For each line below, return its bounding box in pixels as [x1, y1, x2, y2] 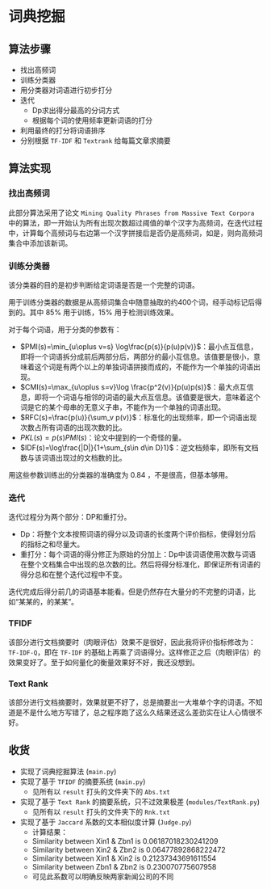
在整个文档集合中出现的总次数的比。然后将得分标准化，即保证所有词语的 [19, 559, 261, 570]
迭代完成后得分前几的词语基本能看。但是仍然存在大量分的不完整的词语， [8, 587, 248, 596]
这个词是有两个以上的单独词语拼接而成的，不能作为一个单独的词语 [34, 361, 254, 372]
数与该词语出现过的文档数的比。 [19, 453, 127, 462]
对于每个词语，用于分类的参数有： [8, 324, 122, 334]
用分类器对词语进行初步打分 [19, 86, 113, 95]
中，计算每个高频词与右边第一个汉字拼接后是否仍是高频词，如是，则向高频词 [8, 228, 263, 238]
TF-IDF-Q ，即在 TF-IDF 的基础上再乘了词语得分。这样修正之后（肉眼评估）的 [8, 647, 261, 657]
